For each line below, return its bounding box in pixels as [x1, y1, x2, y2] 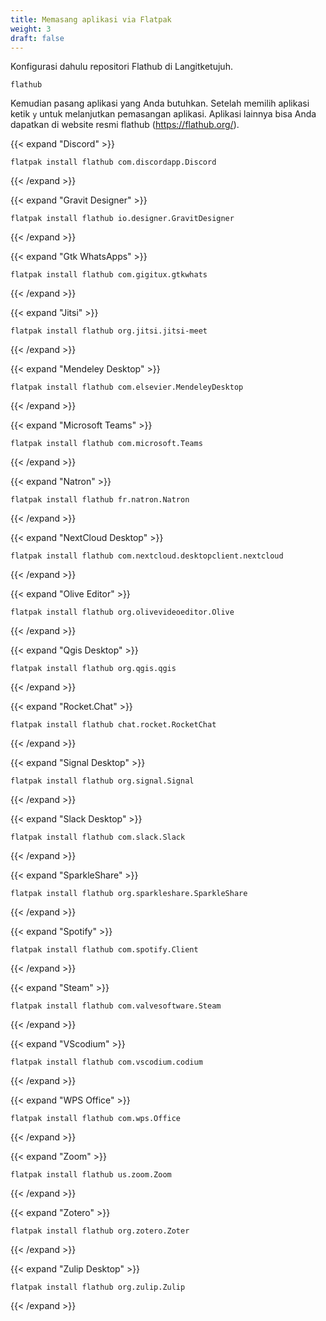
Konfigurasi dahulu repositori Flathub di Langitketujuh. [10, 61, 233, 73]
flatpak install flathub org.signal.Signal [10, 776, 195, 786]
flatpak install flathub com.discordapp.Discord [10, 157, 217, 168]
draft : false [10, 33, 65, 43]
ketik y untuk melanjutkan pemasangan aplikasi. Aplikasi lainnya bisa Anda [10, 108, 317, 120]
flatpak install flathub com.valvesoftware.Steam [10, 1001, 222, 1011]
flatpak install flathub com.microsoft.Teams [10, 439, 203, 449]
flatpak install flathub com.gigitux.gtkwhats [10, 270, 208, 280]
